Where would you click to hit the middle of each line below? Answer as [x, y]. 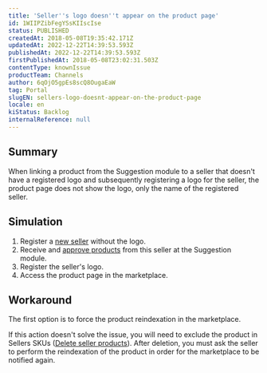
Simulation [35, 222]
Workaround [40, 300]
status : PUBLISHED [39, 30]
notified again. [32, 360]
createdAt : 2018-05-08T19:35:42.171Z [71, 38]
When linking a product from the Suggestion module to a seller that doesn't [132, 171]
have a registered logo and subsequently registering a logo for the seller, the [134, 180]
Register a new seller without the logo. [82, 241]
